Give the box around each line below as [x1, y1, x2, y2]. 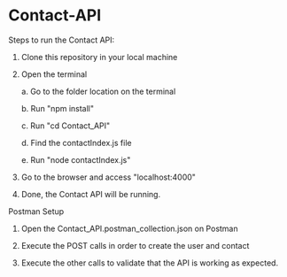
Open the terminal [20, 68, 88, 80]
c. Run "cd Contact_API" [20, 120, 111, 131]
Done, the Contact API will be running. [20, 189, 161, 199]
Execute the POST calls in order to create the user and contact [20, 240, 250, 250]
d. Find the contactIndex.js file [20, 137, 132, 148]
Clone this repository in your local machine [20, 51, 178, 62]
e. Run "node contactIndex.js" [20, 154, 131, 165]
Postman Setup [8, 205, 65, 217]
